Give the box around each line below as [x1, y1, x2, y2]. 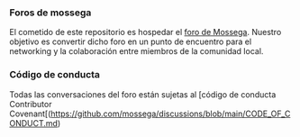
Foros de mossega [9, 6, 92, 19]
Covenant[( [9, 108, 51, 119]
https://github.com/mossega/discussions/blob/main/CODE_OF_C [50, 108, 291, 119]
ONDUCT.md [9, 117, 59, 128]
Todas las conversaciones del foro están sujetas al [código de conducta [9, 88, 277, 100]
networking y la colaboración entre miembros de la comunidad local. [9, 46, 264, 57]
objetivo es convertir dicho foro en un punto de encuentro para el [9, 36, 252, 47]
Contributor [9, 98, 52, 109]
